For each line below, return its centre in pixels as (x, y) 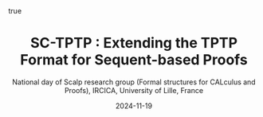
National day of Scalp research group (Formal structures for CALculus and (134, 82)
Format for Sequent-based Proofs (134, 60)
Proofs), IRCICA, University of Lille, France (134, 90)
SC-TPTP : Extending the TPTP (134, 43)
